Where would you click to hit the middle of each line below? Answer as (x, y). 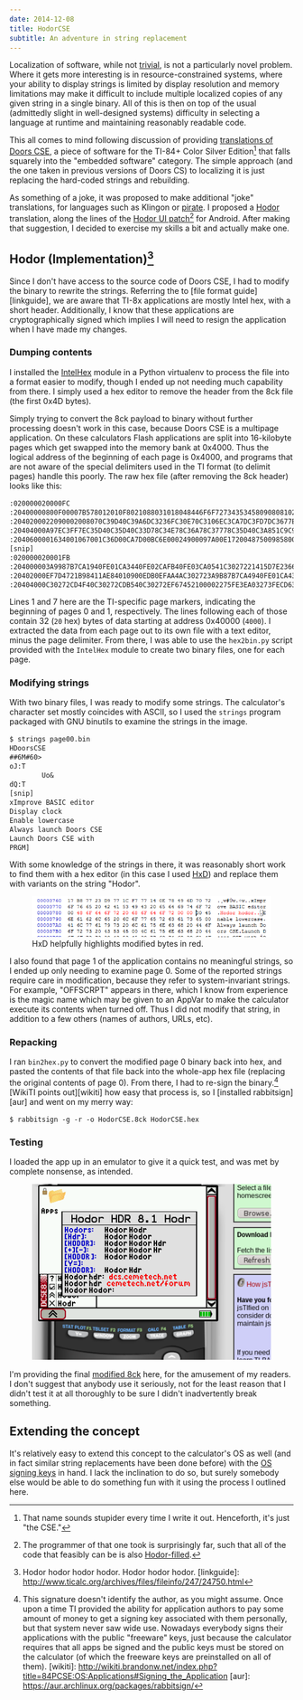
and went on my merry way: (81, 1101)
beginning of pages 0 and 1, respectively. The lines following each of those (148, 611)
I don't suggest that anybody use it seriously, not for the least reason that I (148, 1384)
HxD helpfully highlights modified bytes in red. (118, 943)
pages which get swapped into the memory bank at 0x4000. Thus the (139, 447)
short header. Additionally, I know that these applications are (122, 310)
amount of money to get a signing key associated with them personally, (155, 1618)
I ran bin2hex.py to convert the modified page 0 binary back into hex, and (146, 1062)
